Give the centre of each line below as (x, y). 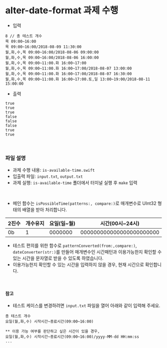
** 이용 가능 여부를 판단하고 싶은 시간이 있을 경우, (53, 331)
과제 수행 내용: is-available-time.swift (54, 170)
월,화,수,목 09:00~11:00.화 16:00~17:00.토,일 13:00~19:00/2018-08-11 (78, 79)
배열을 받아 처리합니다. (45, 210)
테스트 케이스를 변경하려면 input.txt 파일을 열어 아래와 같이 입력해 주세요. (87, 306)
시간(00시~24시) (120, 224)
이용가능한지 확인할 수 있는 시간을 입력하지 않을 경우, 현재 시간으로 (78, 265)
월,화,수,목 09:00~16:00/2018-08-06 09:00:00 (52, 52)
